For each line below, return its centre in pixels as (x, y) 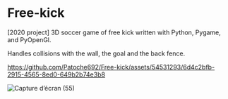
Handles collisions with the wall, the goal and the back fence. (96, 53)
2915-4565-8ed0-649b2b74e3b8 (56, 74)
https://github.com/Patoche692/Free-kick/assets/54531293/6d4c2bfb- (111, 67)
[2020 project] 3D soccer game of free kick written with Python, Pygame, (114, 32)
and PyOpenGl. (29, 39)
